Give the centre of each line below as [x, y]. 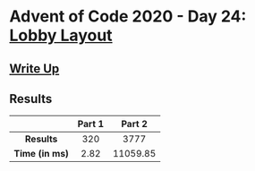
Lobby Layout [61, 35]
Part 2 [134, 124]
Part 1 [91, 124]
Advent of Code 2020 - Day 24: [128, 17]
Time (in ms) [42, 154]
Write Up [34, 68]
